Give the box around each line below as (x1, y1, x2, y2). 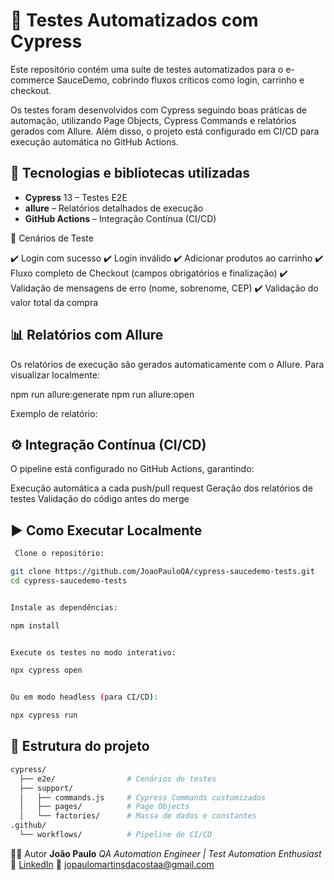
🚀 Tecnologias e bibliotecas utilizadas (10, 165, 251, 182)
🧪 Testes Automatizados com (10, 9, 259, 32)
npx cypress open (10, 665, 83, 676)
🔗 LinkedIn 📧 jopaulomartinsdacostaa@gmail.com (10, 858, 215, 870)
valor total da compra (10, 296, 99, 308)
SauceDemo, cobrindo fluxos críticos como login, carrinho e (56, 74, 305, 86)
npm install (10, 620, 60, 631)
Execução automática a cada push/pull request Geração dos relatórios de (10, 482, 313, 494)
